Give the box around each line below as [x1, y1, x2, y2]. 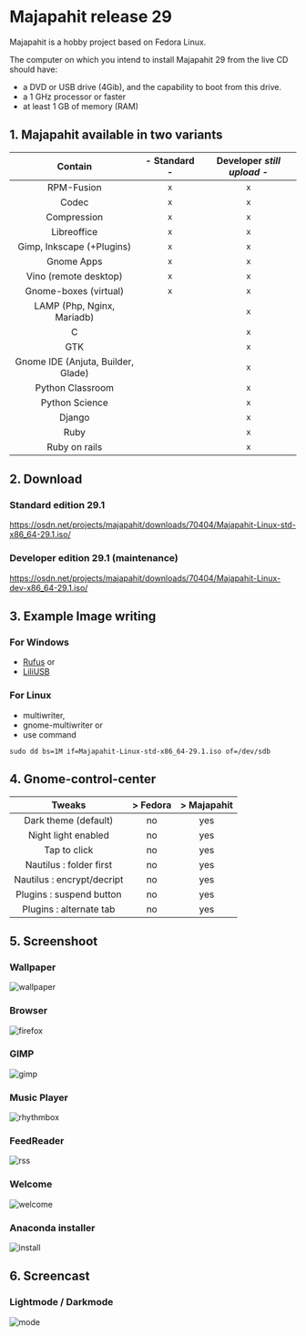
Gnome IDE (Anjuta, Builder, [15, 355, 135, 368]
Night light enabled [27, 829, 109, 841]
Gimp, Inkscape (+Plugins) [17, 240, 132, 252]
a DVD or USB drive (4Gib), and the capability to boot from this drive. [22, 81, 282, 92]
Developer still [216, 154, 280, 167]
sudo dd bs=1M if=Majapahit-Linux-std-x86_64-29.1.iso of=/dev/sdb [9, 747, 271, 756]
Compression [46, 210, 104, 223]
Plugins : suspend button [15, 888, 122, 901]
